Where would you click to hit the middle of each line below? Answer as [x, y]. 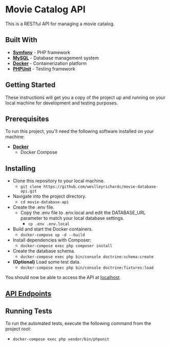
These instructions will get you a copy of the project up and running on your [85, 97]
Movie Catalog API [46, 10]
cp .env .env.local [49, 224]
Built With [21, 40]
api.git [28, 192]
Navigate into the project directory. [49, 196]
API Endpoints [28, 294]
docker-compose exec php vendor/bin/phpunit [61, 339]
